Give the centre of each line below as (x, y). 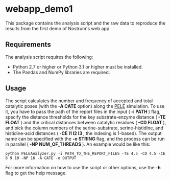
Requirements (28, 45)
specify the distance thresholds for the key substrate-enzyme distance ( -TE (86, 117)
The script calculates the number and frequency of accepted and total (79, 101)
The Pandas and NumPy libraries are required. (61, 72)
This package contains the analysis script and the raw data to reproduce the (86, 23)
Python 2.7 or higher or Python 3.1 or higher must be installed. (78, 66)
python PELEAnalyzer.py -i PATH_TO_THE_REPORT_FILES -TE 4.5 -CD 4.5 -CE (86, 153)
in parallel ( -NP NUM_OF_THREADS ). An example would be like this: (78, 144)
